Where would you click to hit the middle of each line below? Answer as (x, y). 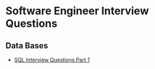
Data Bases (27, 46)
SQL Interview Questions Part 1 (52, 60)
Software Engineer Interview (77, 11)
